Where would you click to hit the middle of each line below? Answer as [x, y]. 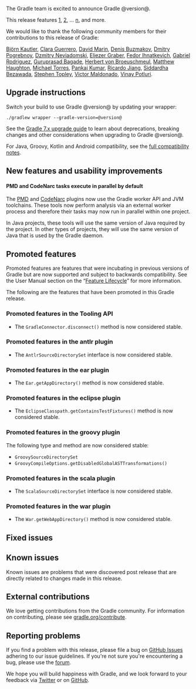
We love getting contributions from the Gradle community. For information [95, 611]
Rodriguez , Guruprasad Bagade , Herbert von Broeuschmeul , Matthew [90, 62]
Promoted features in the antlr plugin [60, 342]
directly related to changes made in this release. [64, 578]
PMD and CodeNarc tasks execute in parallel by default [75, 186]
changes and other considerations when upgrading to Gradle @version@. [95, 134]
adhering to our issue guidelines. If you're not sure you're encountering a [94, 656]
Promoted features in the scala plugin [61, 478]
